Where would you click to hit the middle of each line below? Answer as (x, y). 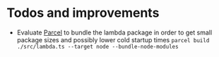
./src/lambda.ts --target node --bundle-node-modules (97, 46)
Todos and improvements (83, 13)
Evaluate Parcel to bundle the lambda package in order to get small (114, 32)
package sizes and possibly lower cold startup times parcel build (113, 39)
